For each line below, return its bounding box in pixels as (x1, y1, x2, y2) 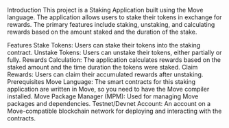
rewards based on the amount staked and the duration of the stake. (7, 28, 197, 36)
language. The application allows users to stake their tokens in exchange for (7, 13, 222, 21)
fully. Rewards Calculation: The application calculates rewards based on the (7, 56, 221, 64)
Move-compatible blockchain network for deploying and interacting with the (7, 107, 222, 115)
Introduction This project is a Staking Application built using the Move (7, 6, 204, 14)
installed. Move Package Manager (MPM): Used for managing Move (7, 92, 199, 100)
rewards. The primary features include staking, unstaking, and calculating (7, 21, 215, 28)
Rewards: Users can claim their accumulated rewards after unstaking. (7, 70, 204, 78)
